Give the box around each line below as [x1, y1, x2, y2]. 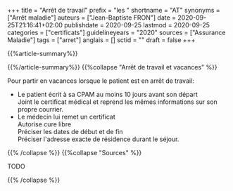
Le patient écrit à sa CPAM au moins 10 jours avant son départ [17, 91, 199, 98]
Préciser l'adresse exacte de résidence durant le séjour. [17, 135, 180, 143]
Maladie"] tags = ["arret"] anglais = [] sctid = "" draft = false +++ [7, 36, 196, 44]
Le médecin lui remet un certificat [17, 112, 115, 121]
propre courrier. [17, 105, 64, 113]
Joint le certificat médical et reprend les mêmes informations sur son [17, 98, 218, 106]
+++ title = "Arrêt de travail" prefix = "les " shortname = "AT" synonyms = [7, 6, 220, 14]
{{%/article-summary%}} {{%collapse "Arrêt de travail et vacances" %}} [7, 63, 218, 71]
